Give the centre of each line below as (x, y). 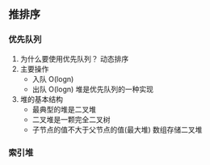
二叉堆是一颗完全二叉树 (71, 119)
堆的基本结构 (41, 99)
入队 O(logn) (53, 78)
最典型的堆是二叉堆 (64, 109)
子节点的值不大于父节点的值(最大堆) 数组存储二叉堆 (117, 129)
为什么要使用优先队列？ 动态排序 (74, 58)
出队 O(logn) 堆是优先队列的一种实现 (93, 89)
